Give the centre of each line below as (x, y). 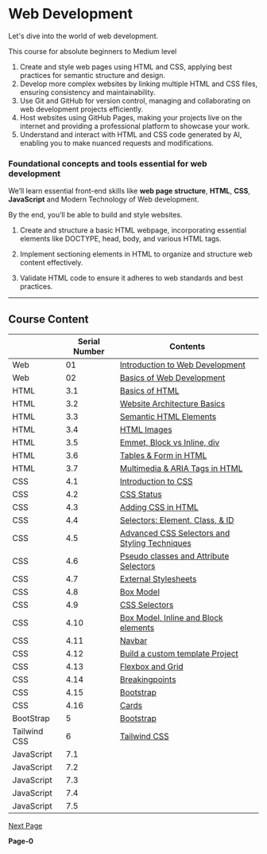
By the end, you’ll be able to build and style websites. (95, 215)
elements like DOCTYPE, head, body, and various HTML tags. (120, 239)
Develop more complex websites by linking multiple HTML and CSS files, (139, 84)
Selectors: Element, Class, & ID (177, 520)
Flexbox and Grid (152, 667)
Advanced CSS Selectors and (175, 533)
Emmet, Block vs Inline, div (170, 443)
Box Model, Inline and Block (172, 618)
